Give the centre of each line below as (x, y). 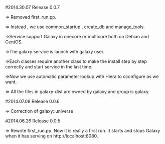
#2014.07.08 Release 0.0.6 (33, 101)
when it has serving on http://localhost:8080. (52, 136)
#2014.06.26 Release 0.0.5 (33, 121)
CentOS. (14, 42)
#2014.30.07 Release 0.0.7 (33, 7)
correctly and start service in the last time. (49, 67)
